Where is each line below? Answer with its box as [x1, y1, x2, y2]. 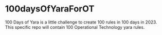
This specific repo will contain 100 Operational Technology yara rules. [5, 24, 145, 30]
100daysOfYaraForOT [5, 3, 95, 14]
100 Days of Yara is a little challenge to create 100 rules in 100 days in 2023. [5, 19, 157, 25]
